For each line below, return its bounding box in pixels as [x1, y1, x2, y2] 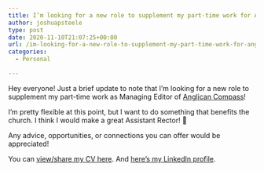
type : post [8, 26, 44, 34]
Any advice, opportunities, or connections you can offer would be [8, 130, 221, 140]
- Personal [15, 56, 51, 64]
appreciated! [8, 139, 49, 148]
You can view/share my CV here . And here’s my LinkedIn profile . [8, 154, 216, 163]
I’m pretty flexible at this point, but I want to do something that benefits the [8, 107, 250, 116]
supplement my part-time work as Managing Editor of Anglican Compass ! [8, 92, 246, 101]
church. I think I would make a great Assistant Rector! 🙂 [8, 115, 187, 125]
